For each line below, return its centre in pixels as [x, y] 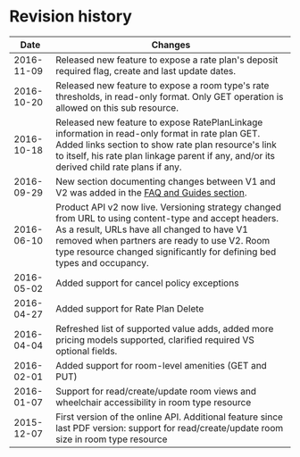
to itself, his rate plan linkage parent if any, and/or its [165, 155]
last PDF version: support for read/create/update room [169, 428]
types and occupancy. [102, 262]
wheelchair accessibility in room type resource [153, 402]
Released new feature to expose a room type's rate [162, 85]
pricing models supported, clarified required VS [154, 339]
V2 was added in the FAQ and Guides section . [151, 192]
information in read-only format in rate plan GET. [158, 133]
